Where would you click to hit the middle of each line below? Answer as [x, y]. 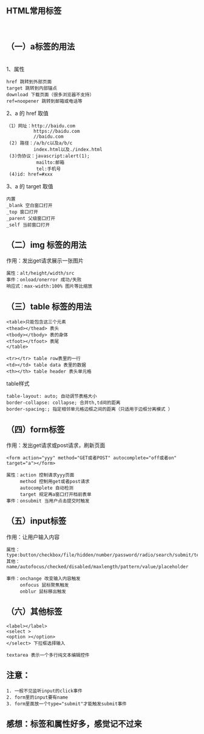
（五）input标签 [36, 521]
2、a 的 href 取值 [27, 113]
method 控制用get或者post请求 [55, 482]
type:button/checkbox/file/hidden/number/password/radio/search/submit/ [100, 555]
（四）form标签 [36, 429]
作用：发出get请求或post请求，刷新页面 [56, 445]
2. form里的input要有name [37, 697]
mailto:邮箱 [50, 162]
